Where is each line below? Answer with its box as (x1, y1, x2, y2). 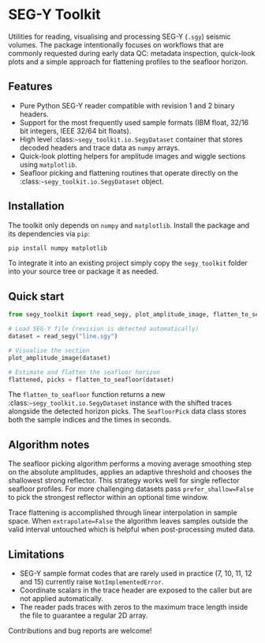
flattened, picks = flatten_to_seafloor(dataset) (8, 376, 175, 384)
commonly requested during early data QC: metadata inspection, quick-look (8, 48, 256, 58)
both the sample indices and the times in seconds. (8, 415, 172, 425)
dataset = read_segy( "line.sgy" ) (8, 332, 118, 340)
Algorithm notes (8, 437, 90, 452)
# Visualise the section (8, 346, 90, 354)
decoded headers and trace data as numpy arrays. (19, 142, 180, 152)
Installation (8, 199, 65, 213)
